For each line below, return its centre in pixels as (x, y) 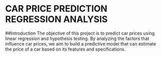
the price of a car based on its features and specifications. (65, 49)
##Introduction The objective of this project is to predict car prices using (80, 33)
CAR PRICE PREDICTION (56, 9)
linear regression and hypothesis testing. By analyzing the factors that (77, 38)
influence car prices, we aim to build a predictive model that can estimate (81, 43)
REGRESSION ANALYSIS (56, 19)
